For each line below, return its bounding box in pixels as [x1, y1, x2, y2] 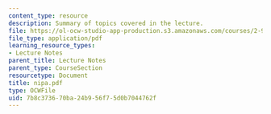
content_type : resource [8, 11, 89, 20]
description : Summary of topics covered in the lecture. [8, 19, 204, 27]
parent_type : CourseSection [8, 64, 103, 72]
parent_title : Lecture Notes [8, 57, 106, 65]
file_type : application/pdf [8, 34, 103, 43]
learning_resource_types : [8, 42, 95, 50]
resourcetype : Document [8, 71, 89, 79]
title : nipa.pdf [8, 79, 63, 87]
